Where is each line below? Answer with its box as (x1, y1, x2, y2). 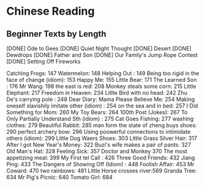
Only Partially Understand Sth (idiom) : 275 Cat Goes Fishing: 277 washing (6, 115, 194, 122)
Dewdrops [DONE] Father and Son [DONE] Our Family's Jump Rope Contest (6, 51, 198, 59)
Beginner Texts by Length (6, 29, 106, 39)
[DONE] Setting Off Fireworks (6, 58, 81, 65)
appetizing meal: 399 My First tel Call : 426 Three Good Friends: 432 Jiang (6, 154, 195, 161)
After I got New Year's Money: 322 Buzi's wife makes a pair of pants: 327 (6, 141, 192, 148)
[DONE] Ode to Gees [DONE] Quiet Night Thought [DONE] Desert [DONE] (6, 45, 192, 52)
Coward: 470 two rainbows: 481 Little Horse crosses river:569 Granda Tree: (6, 167, 197, 174)
